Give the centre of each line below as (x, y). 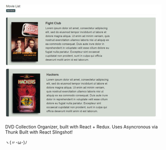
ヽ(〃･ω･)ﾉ (16, 142)
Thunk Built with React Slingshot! (39, 132)
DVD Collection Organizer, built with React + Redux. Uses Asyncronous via (82, 127)
